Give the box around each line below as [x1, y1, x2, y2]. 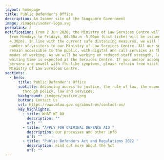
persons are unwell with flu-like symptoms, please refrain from [9, 61, 145, 66]
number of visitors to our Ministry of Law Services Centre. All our [9, 43, 154, 48]
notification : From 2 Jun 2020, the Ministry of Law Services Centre [5, 30, 150, 35]
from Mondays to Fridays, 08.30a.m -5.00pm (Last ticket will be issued [9, 35, 161, 40]
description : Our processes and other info [26, 130, 117, 135]
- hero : [9, 75, 25, 80]
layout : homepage [5, 7, 41, 12]
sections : [5, 71, 25, 76]
